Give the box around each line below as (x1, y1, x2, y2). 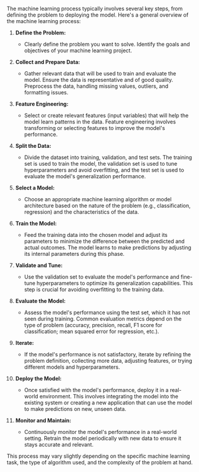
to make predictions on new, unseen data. (24, 406, 127, 412)
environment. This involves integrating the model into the (39, 393, 178, 400)
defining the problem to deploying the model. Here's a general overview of (7, 11, 189, 18)
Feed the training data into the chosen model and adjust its (24, 232, 168, 238)
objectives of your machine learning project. (24, 47, 132, 54)
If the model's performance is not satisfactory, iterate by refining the (24, 351, 191, 358)
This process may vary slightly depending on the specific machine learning (7, 452, 190, 460)
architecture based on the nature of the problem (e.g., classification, (24, 202, 191, 209)
